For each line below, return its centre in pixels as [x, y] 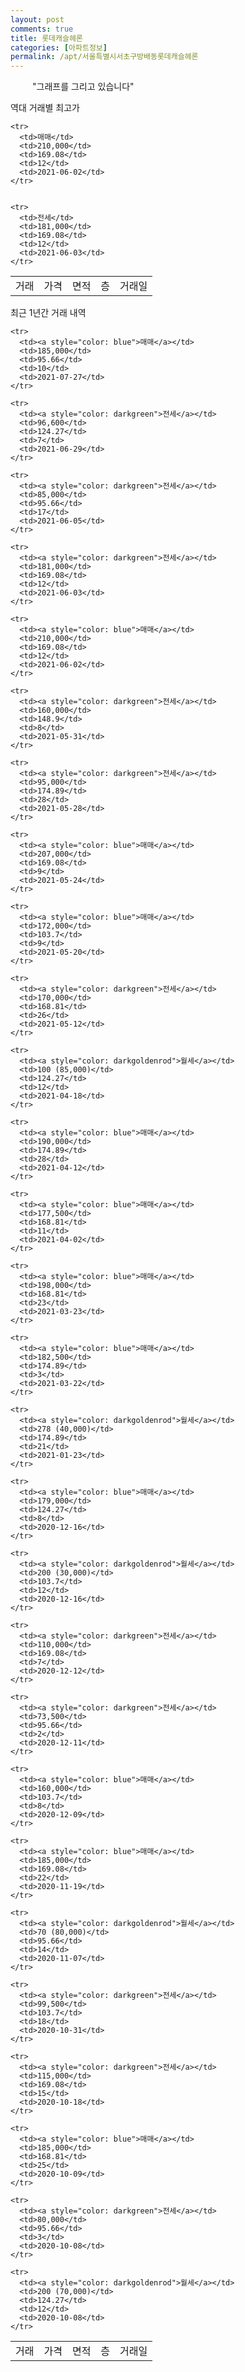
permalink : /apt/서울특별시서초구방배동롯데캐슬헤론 [104, 57]
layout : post [37, 19]
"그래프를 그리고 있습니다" [83, 87]
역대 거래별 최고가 [45, 108]
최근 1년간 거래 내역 [48, 313]
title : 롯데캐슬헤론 [46, 38]
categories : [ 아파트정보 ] [59, 47]
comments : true [42, 29]
